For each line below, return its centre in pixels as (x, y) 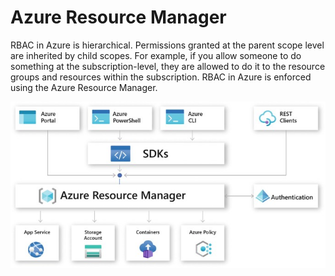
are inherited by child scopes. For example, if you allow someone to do (156, 55)
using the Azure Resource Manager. (84, 87)
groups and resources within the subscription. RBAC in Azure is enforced (161, 77)
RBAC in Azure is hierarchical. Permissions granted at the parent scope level (167, 45)
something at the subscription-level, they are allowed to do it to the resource (168, 66)
